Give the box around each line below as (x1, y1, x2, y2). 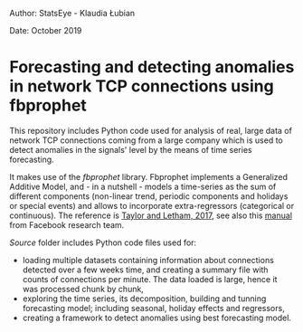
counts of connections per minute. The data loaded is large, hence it (22, 273, 278, 284)
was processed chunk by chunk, (22, 283, 145, 294)
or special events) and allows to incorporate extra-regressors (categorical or (9, 200, 295, 211)
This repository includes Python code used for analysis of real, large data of (9, 125, 292, 136)
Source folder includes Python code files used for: (9, 237, 197, 248)
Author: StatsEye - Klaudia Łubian (9, 8, 136, 18)
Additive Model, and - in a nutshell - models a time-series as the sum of (9, 181, 277, 192)
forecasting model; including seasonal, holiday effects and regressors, (22, 302, 285, 313)
